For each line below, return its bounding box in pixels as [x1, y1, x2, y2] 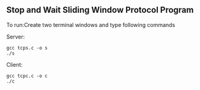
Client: [6, 61, 23, 68]
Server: [6, 33, 25, 40]
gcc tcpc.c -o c [6, 73, 48, 79]
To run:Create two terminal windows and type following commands [6, 21, 176, 28]
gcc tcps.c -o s [6, 45, 48, 51]
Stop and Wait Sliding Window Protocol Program [6, 5, 194, 15]
